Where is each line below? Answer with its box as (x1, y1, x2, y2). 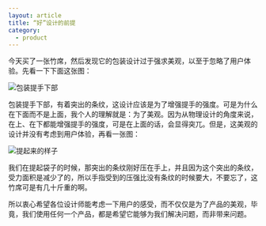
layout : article (8, 11, 62, 20)
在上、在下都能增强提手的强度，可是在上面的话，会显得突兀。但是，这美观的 (8, 119, 258, 129)
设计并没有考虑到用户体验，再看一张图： (8, 130, 140, 139)
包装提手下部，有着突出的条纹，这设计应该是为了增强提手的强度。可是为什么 (8, 100, 258, 109)
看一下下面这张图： (28, 66, 92, 76)
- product (15, 33, 47, 42)
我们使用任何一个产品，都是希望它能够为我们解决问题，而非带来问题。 (21, 209, 251, 219)
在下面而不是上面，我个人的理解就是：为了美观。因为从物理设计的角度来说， (8, 110, 258, 119)
